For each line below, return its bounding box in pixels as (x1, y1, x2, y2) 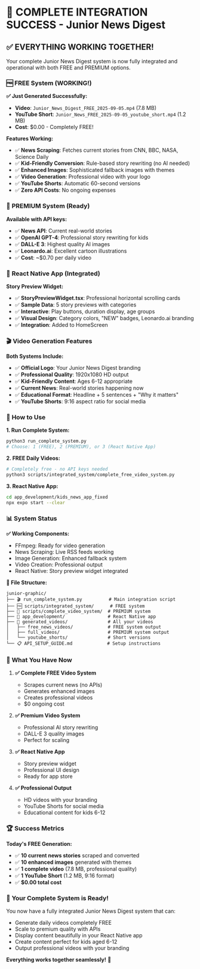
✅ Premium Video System (14, 712, 81, 719)
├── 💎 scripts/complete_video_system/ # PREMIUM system (6, 609, 151, 615)
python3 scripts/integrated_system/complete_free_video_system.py (6, 472, 175, 478)
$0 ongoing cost (23, 700, 64, 707)
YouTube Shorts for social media (23, 803, 104, 810)
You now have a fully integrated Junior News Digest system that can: (6, 907, 176, 915)
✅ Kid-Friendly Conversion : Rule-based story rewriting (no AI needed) (14, 160, 190, 167)
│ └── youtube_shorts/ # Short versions (6, 634, 151, 641)
